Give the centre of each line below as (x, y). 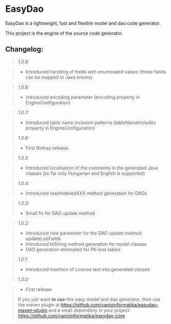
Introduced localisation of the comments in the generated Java (92, 168)
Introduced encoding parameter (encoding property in (82, 97)
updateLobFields (43, 238)
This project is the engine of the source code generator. (64, 33)
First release (39, 289)
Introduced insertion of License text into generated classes (88, 269)
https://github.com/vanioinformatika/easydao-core (71, 316)
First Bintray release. (47, 148)
